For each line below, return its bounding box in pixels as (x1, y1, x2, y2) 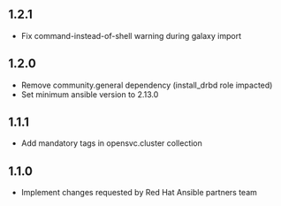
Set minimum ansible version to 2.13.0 (20, 88, 159, 100)
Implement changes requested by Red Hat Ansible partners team (20, 187, 258, 198)
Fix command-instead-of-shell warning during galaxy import (20, 30, 242, 41)
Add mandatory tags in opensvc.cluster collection (20, 138, 202, 149)
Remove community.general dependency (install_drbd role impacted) (20, 80, 273, 90)
